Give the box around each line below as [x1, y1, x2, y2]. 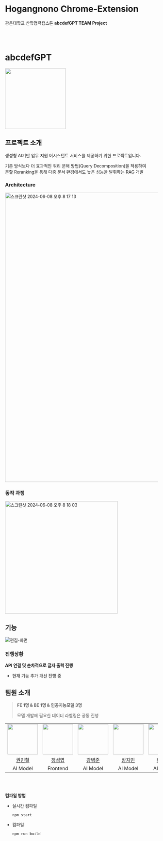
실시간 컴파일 [12, 803, 37, 809]
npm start [12, 813, 33, 818]
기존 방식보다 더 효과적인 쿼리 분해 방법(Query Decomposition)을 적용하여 [5, 163, 147, 168]
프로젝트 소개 [5, 139, 42, 147]
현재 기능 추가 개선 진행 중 [12, 673, 62, 679]
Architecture [5, 181, 36, 188]
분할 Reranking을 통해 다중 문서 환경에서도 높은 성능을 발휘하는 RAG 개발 [5, 169, 144, 175]
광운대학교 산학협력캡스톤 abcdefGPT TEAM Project [5, 20, 107, 26]
